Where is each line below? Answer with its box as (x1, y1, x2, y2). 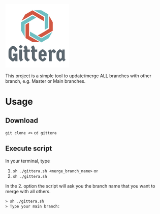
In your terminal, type (5, 158, 50, 164)
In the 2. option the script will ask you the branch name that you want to (5, 182, 155, 189)
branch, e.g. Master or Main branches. (5, 78, 86, 84)
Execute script (5, 144, 52, 153)
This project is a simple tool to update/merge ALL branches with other (5, 73, 151, 79)
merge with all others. (5, 188, 51, 194)
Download (5, 116, 38, 125)
